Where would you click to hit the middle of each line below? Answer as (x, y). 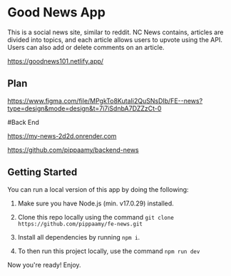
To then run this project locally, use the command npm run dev (109, 251)
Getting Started (42, 172)
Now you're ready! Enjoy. (44, 265)
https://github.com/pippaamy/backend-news (73, 150)
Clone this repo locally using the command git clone (96, 217)
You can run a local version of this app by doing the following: (98, 189)
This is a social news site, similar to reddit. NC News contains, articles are (115, 32)
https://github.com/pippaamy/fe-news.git (80, 224)
